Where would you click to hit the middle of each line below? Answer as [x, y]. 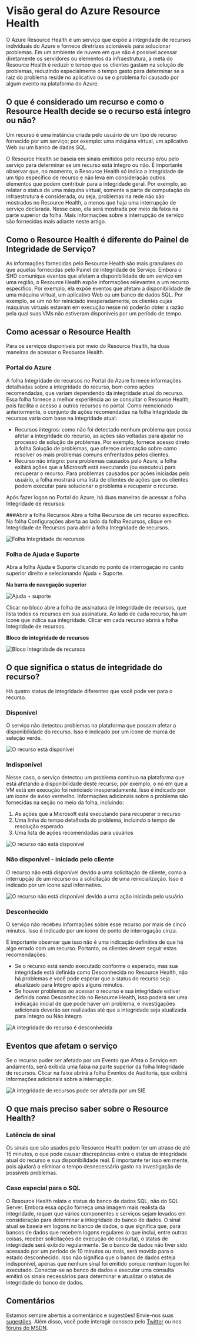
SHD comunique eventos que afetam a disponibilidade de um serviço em [94, 276]
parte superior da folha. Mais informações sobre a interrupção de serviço [95, 215]
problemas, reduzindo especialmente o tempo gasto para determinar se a [95, 71]
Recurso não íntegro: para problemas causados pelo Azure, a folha [96, 460]
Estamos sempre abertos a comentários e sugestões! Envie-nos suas [90, 1315]
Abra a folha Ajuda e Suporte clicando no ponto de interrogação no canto [95, 567]
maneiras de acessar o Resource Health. [55, 353]
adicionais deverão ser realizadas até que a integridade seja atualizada [101, 1010]
